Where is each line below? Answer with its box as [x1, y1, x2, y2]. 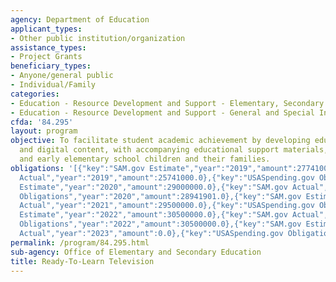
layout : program [10, 126, 78, 136]
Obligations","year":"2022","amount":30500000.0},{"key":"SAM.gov [19, 219, 302, 230]
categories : [10, 89, 60, 99]
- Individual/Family [10, 80, 97, 90]
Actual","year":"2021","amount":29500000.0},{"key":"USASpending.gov [19, 201, 315, 211]
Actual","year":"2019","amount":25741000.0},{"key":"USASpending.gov [19, 172, 315, 183]
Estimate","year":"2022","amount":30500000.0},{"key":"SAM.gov [19, 210, 288, 220]
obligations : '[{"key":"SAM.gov [10, 163, 145, 173]
